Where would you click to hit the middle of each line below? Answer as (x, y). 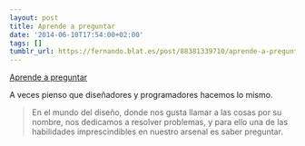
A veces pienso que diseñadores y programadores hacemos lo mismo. (141, 95)
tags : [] (26, 43)
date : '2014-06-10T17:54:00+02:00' (77, 34)
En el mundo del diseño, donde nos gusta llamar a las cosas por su (157, 112)
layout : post (34, 18)
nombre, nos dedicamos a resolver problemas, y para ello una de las (160, 122)
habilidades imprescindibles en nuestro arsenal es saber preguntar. (157, 131)
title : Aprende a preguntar (63, 26)
